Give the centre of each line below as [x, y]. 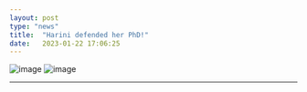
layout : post [34, 18]
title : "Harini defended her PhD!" [79, 35]
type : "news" [34, 26]
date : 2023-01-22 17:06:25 [65, 43]
